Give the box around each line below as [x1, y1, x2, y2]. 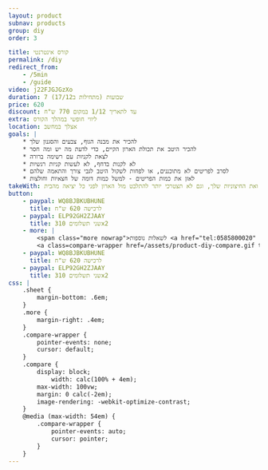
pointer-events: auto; [50, 428, 127, 436]
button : [8, 189, 34, 197]
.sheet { [22, 286, 52, 294]
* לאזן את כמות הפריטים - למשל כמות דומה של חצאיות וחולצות [22, 175, 195, 183]
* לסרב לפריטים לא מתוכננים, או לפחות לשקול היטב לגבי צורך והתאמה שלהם [22, 167, 230, 176]
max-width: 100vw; [37, 383, 98, 391]
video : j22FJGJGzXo [8, 86, 73, 94]
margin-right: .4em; [37, 316, 105, 324]
